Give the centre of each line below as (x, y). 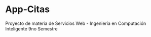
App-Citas (27, 9)
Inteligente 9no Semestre (32, 28)
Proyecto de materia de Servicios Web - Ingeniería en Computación (76, 23)
